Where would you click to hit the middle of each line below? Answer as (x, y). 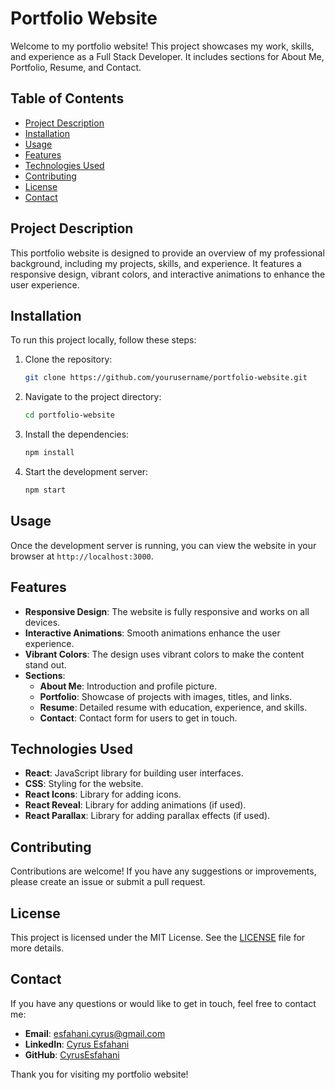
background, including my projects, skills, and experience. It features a (156, 263)
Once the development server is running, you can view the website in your (163, 545)
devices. (42, 622)
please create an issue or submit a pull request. (108, 882)
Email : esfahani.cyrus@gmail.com (95, 1033)
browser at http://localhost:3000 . (82, 556)
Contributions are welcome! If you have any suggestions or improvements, (163, 871)
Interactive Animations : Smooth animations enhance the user (152, 633)
